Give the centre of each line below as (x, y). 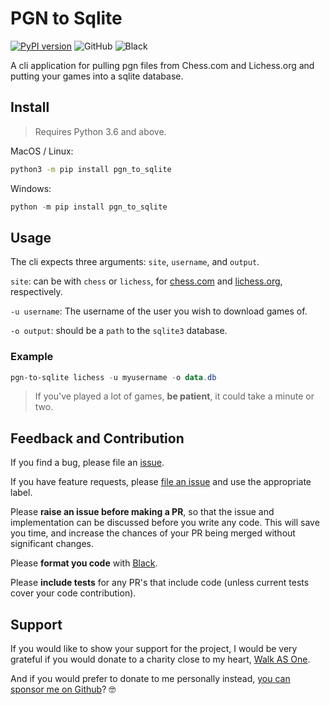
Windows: (31, 188)
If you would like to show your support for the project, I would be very (154, 649)
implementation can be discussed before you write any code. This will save (165, 523)
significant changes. (52, 544)
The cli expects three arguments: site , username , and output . (135, 262)
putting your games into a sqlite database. (97, 76)
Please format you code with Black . (84, 563)
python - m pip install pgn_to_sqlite (89, 207)
